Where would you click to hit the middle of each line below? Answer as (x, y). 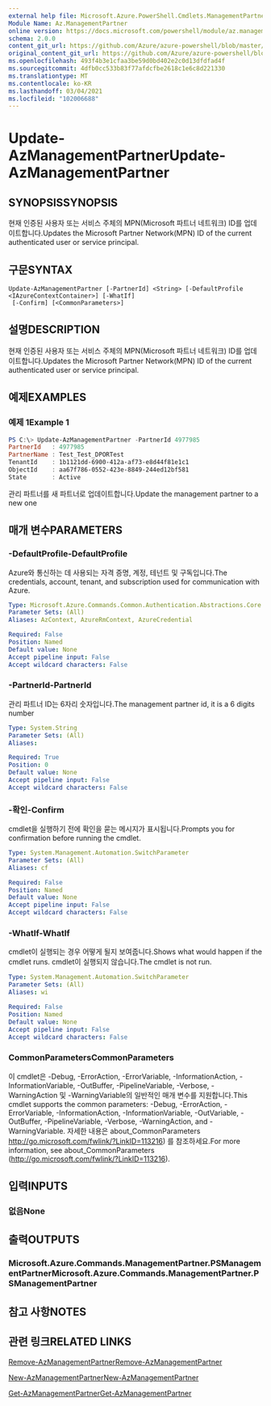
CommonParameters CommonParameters (92, 1058)
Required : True (34, 758)
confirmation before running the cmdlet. (75, 838)
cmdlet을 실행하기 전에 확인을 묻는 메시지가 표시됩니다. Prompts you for (122, 829)
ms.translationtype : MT (48, 76)
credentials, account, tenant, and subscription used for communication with (134, 581)
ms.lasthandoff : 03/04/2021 (56, 91)
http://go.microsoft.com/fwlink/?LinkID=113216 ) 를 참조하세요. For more (124, 1141)
